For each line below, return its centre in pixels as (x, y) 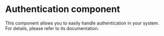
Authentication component (63, 9)
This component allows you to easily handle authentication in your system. (82, 23)
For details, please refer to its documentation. (52, 28)
